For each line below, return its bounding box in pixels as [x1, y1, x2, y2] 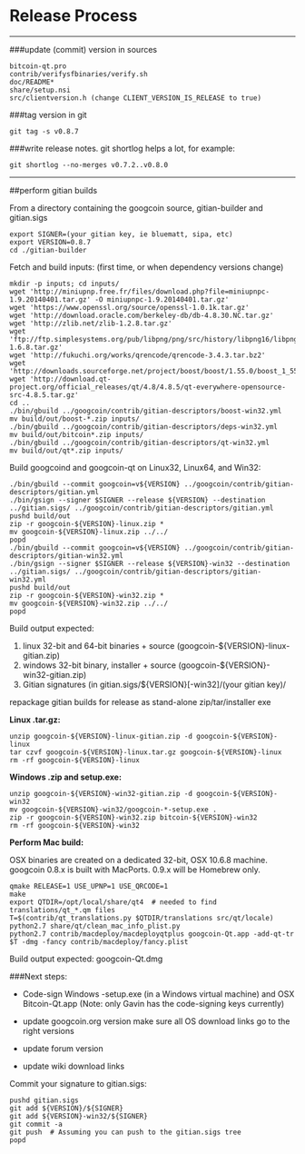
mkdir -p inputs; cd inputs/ [9, 279, 120, 288]
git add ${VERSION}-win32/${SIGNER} [9, 1111, 148, 1120]
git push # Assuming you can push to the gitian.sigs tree [9, 1128, 242, 1137]
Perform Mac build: [9, 837, 84, 848]
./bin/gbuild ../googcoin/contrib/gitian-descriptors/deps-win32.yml [9, 422, 279, 432]
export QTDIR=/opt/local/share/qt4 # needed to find [9, 897, 218, 907]
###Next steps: [9, 970, 68, 981]
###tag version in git [9, 109, 88, 120]
